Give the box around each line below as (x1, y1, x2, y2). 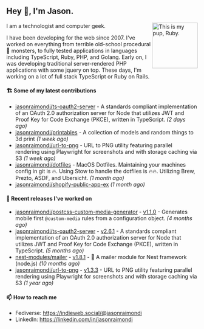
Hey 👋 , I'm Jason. (6, 6, 74, 16)
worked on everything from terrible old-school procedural (6, 40, 151, 47)
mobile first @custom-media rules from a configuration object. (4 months (15, 215, 192, 222)
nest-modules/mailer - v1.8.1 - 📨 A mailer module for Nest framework (15, 254, 187, 261)
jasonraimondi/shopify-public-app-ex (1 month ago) (15, 181, 146, 189)
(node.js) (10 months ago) (15, 260, 80, 268)
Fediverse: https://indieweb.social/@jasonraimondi (15, 310, 142, 317)
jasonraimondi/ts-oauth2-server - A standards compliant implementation (15, 103, 197, 110)
